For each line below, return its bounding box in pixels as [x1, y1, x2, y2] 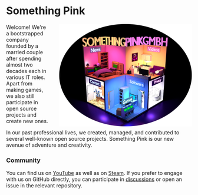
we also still [6, 92, 35, 100]
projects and [6, 111, 37, 118]
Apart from [6, 80, 33, 87]
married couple [6, 48, 43, 55]
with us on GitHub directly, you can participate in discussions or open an [6, 176, 183, 183]
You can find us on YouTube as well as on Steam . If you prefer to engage [6, 170, 183, 177]
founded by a [6, 42, 38, 49]
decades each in [6, 67, 47, 74]
